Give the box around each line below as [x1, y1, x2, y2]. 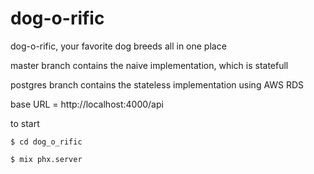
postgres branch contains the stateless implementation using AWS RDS [10, 78, 305, 91]
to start [10, 117, 40, 129]
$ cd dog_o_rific [10, 137, 83, 147]
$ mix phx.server [10, 154, 83, 164]
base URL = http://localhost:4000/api [10, 98, 164, 110]
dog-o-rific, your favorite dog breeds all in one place [10, 40, 227, 52]
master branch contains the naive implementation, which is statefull [10, 59, 289, 71]
